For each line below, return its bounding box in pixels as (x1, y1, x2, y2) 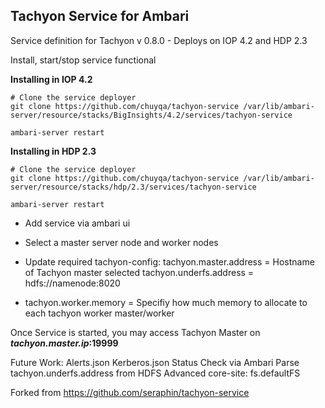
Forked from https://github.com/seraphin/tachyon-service (10, 386, 250, 398)
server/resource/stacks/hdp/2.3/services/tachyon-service (10, 182, 257, 192)
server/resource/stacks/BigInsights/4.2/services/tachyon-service (10, 110, 293, 120)
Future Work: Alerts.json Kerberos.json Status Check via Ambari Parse (10, 356, 300, 368)
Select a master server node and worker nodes (24, 236, 219, 248)
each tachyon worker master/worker (24, 307, 175, 319)
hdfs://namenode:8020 (24, 277, 121, 289)
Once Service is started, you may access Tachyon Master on (10, 326, 261, 338)
